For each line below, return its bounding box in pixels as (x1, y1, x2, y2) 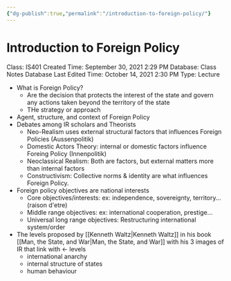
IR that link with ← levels (16, 244, 86, 253)
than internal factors (26, 164, 85, 173)
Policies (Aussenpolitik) (26, 135, 94, 143)
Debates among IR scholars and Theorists (16, 120, 136, 128)
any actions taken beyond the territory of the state (26, 98, 170, 106)
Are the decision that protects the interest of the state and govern (26, 90, 214, 99)
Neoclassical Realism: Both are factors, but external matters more (26, 157, 214, 165)
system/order (26, 222, 66, 231)
